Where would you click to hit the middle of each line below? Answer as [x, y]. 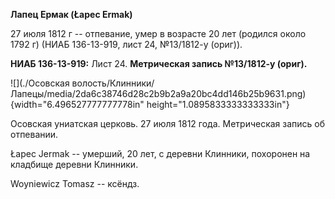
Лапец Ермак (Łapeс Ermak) [71, 14]
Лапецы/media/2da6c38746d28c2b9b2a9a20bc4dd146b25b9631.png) [158, 93]
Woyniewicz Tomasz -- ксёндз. [75, 183]
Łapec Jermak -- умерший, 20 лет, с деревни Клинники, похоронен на [160, 153]
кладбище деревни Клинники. [74, 164]
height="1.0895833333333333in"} [218, 104]
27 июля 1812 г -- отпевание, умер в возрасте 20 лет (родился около [158, 33]
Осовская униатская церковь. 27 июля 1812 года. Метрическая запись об [168, 123]
